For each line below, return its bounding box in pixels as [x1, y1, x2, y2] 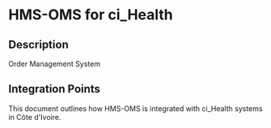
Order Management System [8, 59, 101, 68]
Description [8, 38, 69, 52]
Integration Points [8, 82, 101, 96]
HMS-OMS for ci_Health [8, 6, 174, 24]
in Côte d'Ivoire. [8, 112, 61, 122]
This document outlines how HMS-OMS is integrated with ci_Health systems [8, 103, 263, 114]
